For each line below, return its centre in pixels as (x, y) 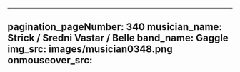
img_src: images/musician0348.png (90, 50)
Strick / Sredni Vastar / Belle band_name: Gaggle (118, 38)
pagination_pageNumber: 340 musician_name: (115, 27)
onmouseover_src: (50, 60)
